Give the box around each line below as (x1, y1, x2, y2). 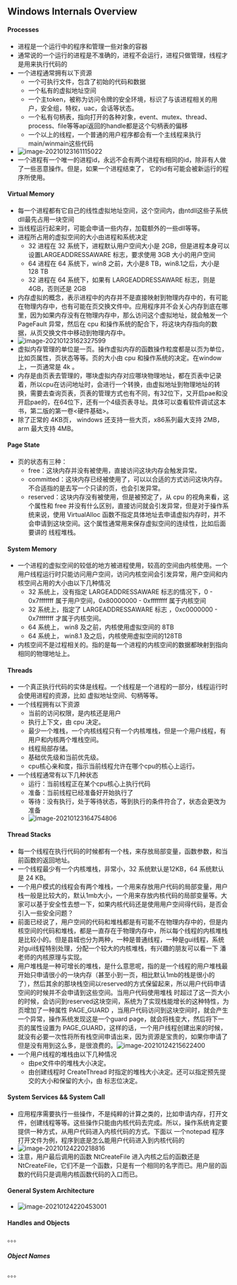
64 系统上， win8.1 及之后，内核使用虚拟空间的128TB (28, 632, 183, 640)
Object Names (7, 1251, 51, 1260)
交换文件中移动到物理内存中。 (42, 328, 129, 337)
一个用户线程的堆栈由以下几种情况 (17, 1050, 117, 1058)
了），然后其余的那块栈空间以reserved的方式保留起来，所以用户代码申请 (17, 979, 226, 988)
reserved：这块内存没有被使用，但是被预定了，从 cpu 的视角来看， (28, 493, 224, 501)
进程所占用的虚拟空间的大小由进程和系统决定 (17, 232, 148, 241)
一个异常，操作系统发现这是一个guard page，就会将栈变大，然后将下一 (17, 1015, 224, 1023)
